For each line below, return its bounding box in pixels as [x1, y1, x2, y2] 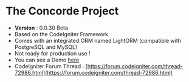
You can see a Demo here [14, 56, 80, 63]
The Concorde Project [5, 4, 119, 18]
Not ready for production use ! [14, 49, 91, 57]
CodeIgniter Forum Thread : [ [14, 62, 88, 70]
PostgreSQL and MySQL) [14, 43, 78, 51]
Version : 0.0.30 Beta [14, 24, 68, 31]
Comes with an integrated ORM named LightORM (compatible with [14, 37, 182, 44]
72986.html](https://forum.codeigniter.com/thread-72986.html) [14, 69, 173, 76]
